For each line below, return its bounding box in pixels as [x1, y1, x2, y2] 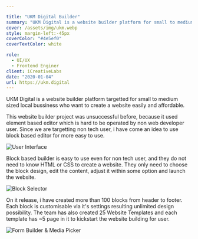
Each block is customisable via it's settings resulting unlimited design [6, 203, 174, 210]
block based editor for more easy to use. [6, 132, 105, 139]
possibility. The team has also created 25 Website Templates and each [6, 209, 178, 216]
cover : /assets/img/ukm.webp [6, 25, 78, 31]
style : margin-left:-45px [6, 30, 70, 36]
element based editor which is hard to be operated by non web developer [6, 119, 184, 127]
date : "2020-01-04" [6, 74, 54, 80]
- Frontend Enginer [11, 63, 60, 68]
